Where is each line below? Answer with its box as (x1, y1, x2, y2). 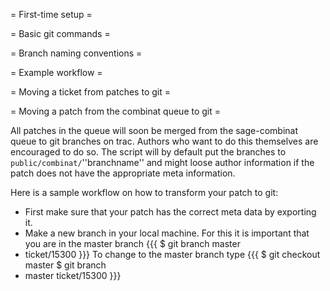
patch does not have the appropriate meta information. (10, 167, 236, 179)
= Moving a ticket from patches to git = (10, 86, 171, 98)
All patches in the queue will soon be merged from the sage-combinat (10, 125, 298, 136)
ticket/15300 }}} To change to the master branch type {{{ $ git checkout (24, 249, 321, 260)
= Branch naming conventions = (10, 47, 143, 59)
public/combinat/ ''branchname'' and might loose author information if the (10, 157, 315, 168)
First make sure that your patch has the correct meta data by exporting (24, 206, 317, 218)
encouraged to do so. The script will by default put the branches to (10, 146, 287, 158)
